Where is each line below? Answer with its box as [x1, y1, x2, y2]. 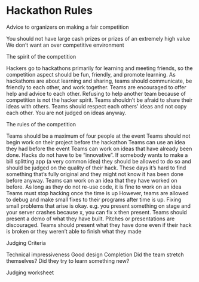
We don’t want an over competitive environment [6, 41, 124, 48]
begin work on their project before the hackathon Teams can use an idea [6, 138, 185, 145]
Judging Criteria [6, 239, 46, 246]
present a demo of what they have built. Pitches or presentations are [6, 215, 175, 222]
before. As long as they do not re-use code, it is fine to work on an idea [6, 183, 182, 190]
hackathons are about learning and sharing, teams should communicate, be [6, 77, 192, 84]
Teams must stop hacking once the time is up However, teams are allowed [6, 189, 189, 196]
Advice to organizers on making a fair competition [6, 23, 130, 31]
